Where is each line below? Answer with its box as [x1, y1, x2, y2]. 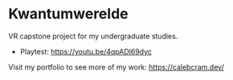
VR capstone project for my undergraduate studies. [8, 31, 178, 41]
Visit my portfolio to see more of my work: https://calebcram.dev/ [8, 62, 225, 72]
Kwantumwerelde [8, 5, 129, 23]
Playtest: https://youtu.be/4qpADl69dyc [19, 46, 153, 56]
